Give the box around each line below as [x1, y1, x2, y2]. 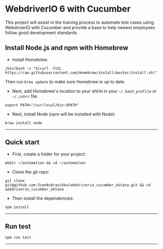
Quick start [5, 138, 40, 146]
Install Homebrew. [12, 57, 49, 62]
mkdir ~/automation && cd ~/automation [5, 160, 86, 165]
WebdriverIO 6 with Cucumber [5, 3, 131, 15]
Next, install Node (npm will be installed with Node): [12, 111, 116, 117]
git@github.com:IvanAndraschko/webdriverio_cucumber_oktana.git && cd [5, 183, 151, 187]
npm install [5, 204, 29, 209]
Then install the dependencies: [12, 195, 74, 201]
